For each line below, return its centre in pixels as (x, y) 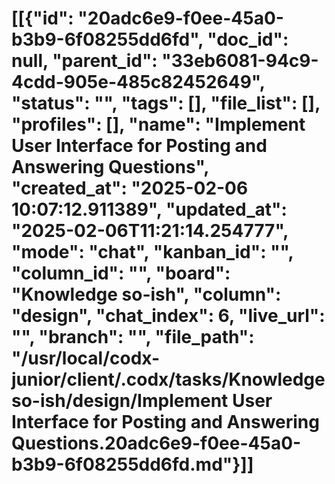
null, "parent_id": (84, 61)
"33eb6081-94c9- (240, 61)
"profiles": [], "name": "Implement (158, 124)
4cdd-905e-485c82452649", (138, 82)
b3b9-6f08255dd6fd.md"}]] (132, 464)
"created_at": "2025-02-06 (130, 188)
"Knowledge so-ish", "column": (146, 294)
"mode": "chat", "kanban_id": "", (152, 252)
